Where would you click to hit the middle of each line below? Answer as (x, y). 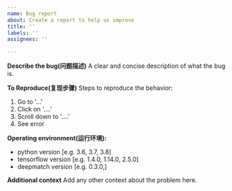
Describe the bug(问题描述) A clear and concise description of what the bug (116, 66)
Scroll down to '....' (44, 117)
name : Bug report (32, 13)
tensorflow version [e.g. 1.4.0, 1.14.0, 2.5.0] (78, 159)
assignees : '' (28, 39)
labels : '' (23, 33)
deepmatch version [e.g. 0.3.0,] (62, 167)
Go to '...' (30, 102)
